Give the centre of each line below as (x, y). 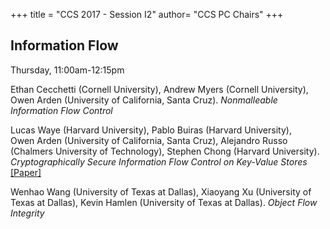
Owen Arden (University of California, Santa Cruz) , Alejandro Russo (149, 140)
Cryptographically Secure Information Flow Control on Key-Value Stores (159, 161)
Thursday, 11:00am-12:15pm (67, 70)
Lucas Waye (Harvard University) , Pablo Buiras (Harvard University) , (151, 130)
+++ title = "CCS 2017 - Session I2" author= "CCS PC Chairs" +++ (147, 14)
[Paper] (26, 172)
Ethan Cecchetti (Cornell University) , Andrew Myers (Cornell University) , (159, 89)
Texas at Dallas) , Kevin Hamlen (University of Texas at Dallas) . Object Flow (164, 202)
